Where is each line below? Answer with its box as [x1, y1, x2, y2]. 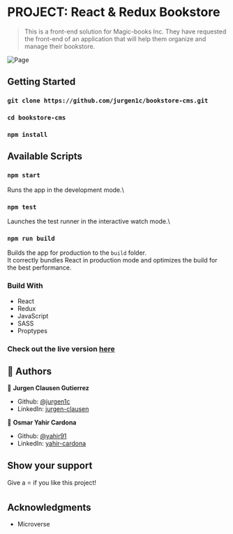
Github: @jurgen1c [17, 397, 70, 406]
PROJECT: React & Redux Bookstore [7, 4, 220, 20]
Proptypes [17, 326, 47, 335]
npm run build [7, 235, 55, 242]
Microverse [17, 520, 50, 528]
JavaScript [17, 311, 49, 320]
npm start [7, 172, 40, 179]
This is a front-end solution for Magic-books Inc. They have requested [24, 27, 227, 36]
